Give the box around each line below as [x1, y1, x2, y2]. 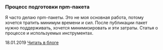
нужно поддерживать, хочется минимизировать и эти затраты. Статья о [5, 25, 159, 31]
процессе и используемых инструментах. [5, 30, 94, 36]
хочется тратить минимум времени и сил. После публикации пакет [5, 20, 148, 25]
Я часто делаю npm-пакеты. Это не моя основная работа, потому [5, 15, 144, 21]
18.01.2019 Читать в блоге [5, 40, 59, 46]
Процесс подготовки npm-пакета [5, 3, 90, 10]
